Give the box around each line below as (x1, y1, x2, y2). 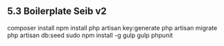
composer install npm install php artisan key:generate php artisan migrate (7, 23, 218, 32)
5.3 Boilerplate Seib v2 (7, 5, 107, 17)
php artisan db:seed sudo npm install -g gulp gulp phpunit (7, 31, 173, 39)
